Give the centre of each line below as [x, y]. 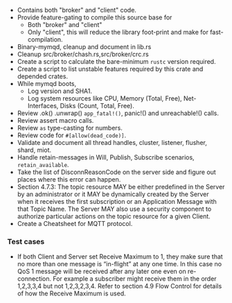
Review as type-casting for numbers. [70, 128]
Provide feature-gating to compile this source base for [95, 17]
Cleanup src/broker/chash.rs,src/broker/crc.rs [83, 54]
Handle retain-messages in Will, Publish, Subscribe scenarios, [106, 157]
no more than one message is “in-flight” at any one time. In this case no [119, 264]
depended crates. [42, 76]
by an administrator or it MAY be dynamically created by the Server [113, 194]
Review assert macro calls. [55, 120]
